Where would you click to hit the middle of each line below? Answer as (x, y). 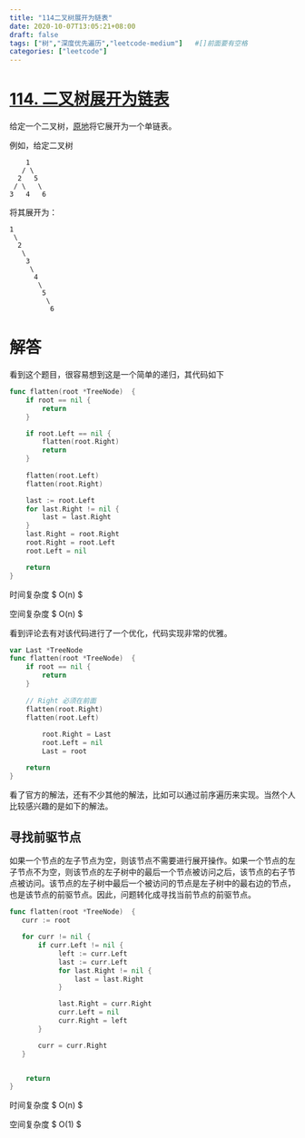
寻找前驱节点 (45, 837)
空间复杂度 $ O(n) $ (46, 613)
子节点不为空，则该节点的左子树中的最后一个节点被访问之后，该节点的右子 (148, 872)
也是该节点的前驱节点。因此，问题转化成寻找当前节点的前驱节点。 (133, 895)
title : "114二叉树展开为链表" (61, 18)
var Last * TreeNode (46, 650)
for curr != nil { (56, 937)
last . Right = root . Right (73, 535)
